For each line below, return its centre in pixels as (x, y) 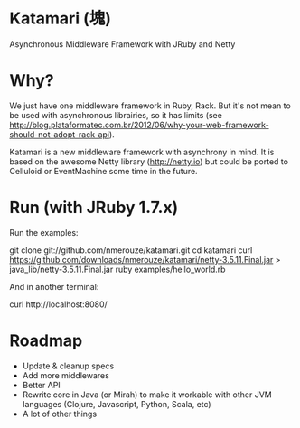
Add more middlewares (66, 375)
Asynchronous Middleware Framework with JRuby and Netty (122, 44)
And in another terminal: (54, 286)
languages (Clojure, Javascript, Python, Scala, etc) (117, 404)
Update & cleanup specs (68, 366)
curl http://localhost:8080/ (59, 304)
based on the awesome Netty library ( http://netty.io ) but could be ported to (149, 161)
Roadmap (46, 340)
